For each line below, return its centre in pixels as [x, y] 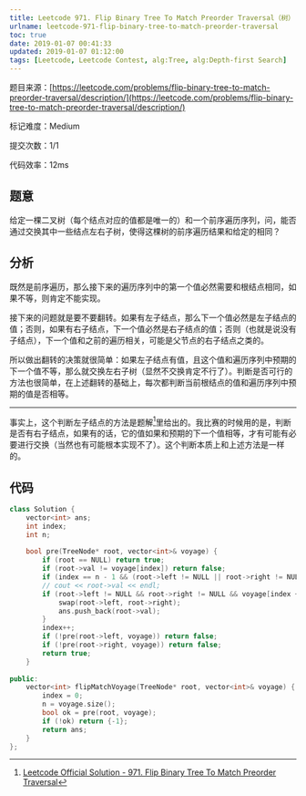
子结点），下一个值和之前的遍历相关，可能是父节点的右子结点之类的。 [139, 340]
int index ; [46, 526]
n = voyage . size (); [79, 704]
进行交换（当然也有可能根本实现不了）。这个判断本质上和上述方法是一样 [151, 445]
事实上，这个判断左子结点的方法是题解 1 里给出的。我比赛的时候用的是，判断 [150, 421]
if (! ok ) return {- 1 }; [85, 721]
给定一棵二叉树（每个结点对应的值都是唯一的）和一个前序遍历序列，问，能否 [153, 220]
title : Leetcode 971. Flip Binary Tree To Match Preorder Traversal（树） [153, 18]
